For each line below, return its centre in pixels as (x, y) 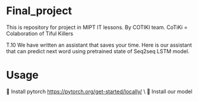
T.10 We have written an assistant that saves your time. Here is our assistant (99, 45)
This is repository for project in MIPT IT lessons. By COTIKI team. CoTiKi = (97, 27)
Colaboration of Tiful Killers (40, 33)
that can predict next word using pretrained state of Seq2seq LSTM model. (98, 51)
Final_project (39, 11)
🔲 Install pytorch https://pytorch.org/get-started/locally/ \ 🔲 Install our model (99, 91)
